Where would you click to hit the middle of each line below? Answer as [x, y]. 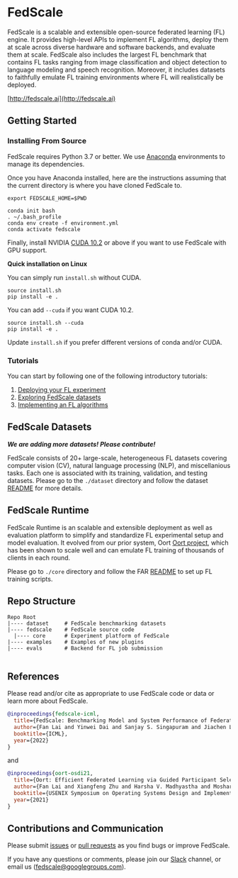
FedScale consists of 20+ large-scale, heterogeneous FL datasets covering [117, 457]
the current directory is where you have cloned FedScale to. [95, 185]
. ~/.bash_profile [34, 217]
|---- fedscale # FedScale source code [71, 630]
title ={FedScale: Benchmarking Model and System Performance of [110, 721]
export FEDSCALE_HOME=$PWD [47, 198]
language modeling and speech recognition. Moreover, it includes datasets [116, 70]
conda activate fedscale [44, 229]
